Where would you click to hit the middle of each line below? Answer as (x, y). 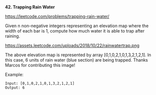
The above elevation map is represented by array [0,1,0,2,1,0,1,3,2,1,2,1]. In (78, 55)
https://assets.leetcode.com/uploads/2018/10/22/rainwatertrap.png (72, 45)
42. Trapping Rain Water (30, 7)
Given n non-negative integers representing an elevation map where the (77, 26)
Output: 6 (15, 88)
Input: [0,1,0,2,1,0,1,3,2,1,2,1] (40, 83)
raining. (13, 36)
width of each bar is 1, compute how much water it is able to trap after (75, 31)
